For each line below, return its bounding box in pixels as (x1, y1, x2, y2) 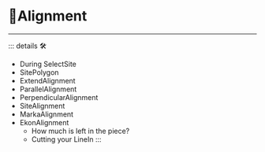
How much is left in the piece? (31, 126, 130, 135)
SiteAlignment (19, 101, 65, 110)
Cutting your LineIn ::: (31, 134, 102, 144)
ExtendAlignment (19, 76, 77, 85)
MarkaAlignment (19, 109, 73, 119)
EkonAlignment (19, 117, 69, 127)
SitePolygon (19, 67, 59, 77)
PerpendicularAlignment (19, 92, 99, 102)
